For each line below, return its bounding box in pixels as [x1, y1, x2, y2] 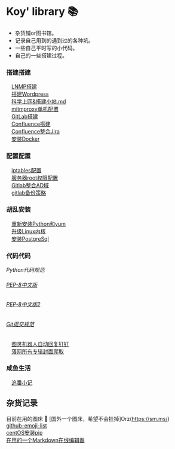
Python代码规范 [6, 266, 45, 274]
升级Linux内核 [11, 227, 46, 235]
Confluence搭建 [11, 120, 51, 128]
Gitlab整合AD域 [11, 181, 50, 189]
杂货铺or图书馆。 [14, 29, 57, 37]
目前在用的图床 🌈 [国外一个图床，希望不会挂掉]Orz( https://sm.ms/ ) [6, 415, 170, 422]
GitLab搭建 [11, 113, 38, 120]
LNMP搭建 [11, 83, 38, 90]
